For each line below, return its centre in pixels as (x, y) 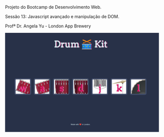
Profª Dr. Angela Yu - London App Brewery (48, 26)
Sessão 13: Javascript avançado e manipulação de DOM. (62, 16)
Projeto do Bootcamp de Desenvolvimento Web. (53, 7)
